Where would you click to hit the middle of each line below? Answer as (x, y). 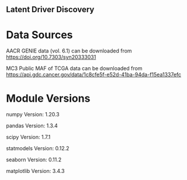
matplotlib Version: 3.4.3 (35, 171)
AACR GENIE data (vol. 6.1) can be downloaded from (69, 51)
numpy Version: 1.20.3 (33, 115)
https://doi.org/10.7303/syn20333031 (51, 57)
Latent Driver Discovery (50, 10)
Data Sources (39, 35)
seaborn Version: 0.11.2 (34, 160)
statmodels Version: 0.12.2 (38, 148)
